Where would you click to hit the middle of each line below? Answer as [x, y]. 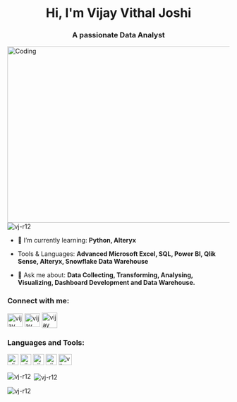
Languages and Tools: [46, 342]
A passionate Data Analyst [119, 35]
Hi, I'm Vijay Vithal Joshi [119, 13]
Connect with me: [38, 301]
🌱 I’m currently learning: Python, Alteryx [77, 240]
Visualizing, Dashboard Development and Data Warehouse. [106, 283]
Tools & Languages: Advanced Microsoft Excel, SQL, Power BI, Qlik [117, 254]
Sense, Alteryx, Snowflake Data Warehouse [83, 262]
